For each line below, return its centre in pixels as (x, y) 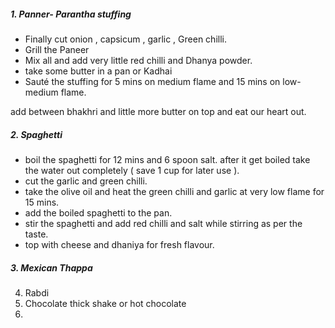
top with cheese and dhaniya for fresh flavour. (119, 244)
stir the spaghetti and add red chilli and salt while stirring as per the (163, 223)
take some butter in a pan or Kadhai (98, 71)
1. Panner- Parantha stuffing (71, 14)
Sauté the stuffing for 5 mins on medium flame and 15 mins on (152, 81)
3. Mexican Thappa (51, 267)
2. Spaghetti (36, 134)
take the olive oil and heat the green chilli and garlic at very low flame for (174, 191)
